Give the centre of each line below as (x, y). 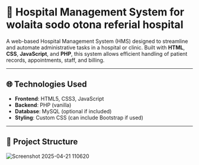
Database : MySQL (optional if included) (63, 111)
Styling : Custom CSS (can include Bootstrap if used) (79, 118)
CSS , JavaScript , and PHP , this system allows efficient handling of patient (97, 53)
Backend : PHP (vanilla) (43, 105)
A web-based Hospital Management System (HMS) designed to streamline (97, 41)
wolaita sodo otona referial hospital (95, 25)
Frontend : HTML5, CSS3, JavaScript (59, 99)
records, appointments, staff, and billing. (55, 60)
